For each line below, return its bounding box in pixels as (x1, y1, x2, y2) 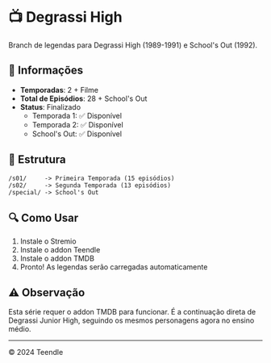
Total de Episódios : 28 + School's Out (19, 94, 148, 103)
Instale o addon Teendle (19, 245, 101, 255)
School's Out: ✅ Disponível (31, 128, 123, 139)
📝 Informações (8, 64, 84, 77)
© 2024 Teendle (8, 348, 64, 357)
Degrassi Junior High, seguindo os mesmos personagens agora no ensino (8, 315, 255, 325)
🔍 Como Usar (8, 211, 79, 224)
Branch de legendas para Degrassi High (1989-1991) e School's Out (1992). (8, 40, 258, 50)
